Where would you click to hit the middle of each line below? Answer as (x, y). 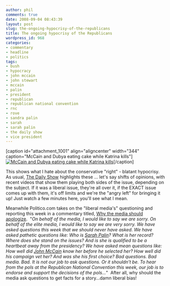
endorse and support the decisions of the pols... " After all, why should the (83, 273)
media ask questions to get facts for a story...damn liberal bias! (71, 278)
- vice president (24, 137)
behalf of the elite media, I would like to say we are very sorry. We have (80, 224)
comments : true (22, 15)
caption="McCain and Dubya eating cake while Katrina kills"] (69, 157)
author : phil (19, 10)
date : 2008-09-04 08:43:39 (34, 19)
